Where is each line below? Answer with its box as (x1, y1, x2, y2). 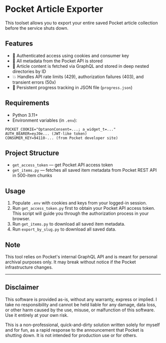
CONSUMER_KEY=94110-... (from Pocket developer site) (5, 135, 119, 141)
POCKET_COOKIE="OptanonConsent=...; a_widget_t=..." (5, 127, 116, 132)
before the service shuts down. (5, 25, 69, 31)
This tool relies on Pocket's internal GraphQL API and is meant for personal (5, 254, 158, 259)
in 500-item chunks (12, 172, 52, 179)
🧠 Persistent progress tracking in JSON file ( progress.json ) (12, 84, 132, 90)
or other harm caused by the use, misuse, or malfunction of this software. (5, 307, 155, 313)
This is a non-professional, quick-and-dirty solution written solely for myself (5, 322, 160, 328)
